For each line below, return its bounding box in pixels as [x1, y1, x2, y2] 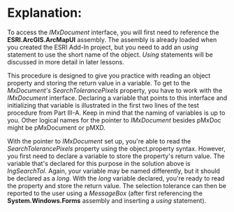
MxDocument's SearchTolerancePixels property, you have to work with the [7, 86, 223, 94]
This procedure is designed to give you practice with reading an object [7, 71, 211, 80]
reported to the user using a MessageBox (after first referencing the [7, 189, 203, 197]
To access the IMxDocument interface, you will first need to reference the [7, 28, 219, 36]
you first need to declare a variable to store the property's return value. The [7, 152, 225, 160]
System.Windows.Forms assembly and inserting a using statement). [7, 196, 207, 204]
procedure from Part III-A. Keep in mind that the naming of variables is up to [7, 108, 226, 117]
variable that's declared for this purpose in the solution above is [7, 159, 191, 167]
